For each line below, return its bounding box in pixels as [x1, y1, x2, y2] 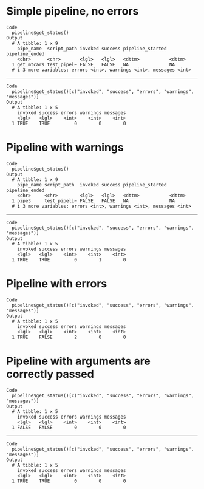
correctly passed [6, 368, 94, 381]
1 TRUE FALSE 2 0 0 [12, 334, 126, 340]
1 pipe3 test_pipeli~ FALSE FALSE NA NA [12, 197, 175, 204]
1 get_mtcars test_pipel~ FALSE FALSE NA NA [12, 61, 175, 67]
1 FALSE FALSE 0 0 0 [12, 424, 126, 431]
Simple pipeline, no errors [6, 4, 139, 18]
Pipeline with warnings [6, 141, 124, 154]
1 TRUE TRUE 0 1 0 [12, 256, 126, 262]
